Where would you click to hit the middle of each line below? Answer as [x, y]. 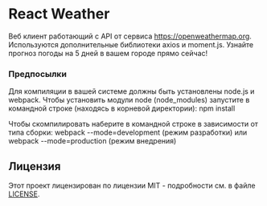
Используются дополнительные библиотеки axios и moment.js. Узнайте [131, 44]
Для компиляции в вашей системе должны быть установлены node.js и [131, 91]
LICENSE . [24, 194]
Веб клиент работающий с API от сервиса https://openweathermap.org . [130, 36]
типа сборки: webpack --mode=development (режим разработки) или [128, 132]
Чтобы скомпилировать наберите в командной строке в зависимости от [133, 124]
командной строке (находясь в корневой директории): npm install [122, 108]
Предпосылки [37, 74]
